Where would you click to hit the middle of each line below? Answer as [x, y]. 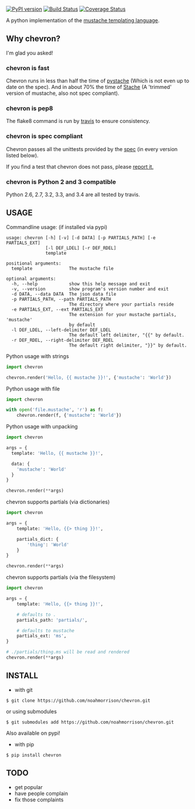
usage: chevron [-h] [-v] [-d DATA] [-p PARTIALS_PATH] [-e [81, 238]
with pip [24, 744]
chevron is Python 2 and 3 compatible [61, 181]
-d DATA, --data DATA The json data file [64, 294]
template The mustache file [63, 268]
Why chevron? [33, 39]
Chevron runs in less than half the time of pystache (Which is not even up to [97, 81]
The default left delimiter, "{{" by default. [126, 335]
